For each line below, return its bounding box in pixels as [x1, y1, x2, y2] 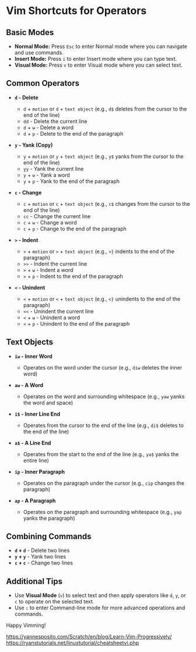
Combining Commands [6, 532, 92, 541]
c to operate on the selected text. [14, 598, 94, 605]
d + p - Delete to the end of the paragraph [23, 130, 124, 137]
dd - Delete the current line [23, 118, 87, 125]
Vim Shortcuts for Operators [6, 4, 147, 18]
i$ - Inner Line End [14, 410, 61, 418]
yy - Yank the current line [23, 165, 84, 172]
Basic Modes [6, 27, 54, 37]
